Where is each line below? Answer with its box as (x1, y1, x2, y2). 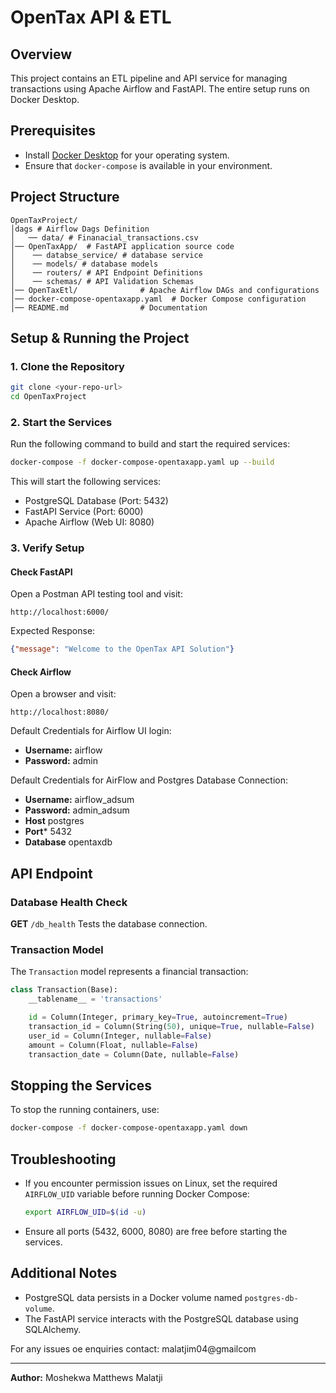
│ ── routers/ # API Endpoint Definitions (10, 267, 203, 278)
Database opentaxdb (24, 836, 113, 848)
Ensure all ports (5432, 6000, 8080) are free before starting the (24, 1225, 288, 1237)
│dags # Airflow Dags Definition (10, 224, 150, 234)
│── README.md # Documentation (10, 302, 208, 313)
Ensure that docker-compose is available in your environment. (24, 159, 273, 171)
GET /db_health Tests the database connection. (10, 918, 208, 930)
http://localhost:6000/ (10, 607, 110, 618)
